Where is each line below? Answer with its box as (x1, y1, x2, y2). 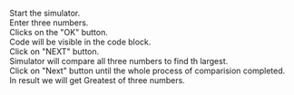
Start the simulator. (9, 8, 81, 18)
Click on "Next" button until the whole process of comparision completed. (9, 65, 286, 76)
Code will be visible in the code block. (9, 36, 152, 47)
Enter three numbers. (9, 17, 89, 28)
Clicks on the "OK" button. (9, 27, 109, 37)
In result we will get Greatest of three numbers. (9, 75, 186, 85)
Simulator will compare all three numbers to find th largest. (9, 56, 229, 66)
